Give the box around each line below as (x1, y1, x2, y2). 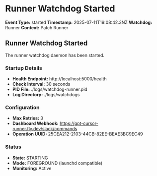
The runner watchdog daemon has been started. (5, 52, 105, 58)
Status (5, 143, 21, 150)
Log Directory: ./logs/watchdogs (12, 92, 80, 98)
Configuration (5, 104, 40, 111)
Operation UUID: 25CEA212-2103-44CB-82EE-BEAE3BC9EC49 (12, 131, 143, 137)
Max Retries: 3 (12, 115, 43, 121)
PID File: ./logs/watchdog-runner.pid (12, 86, 88, 92)
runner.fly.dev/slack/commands (12, 126, 78, 132)
